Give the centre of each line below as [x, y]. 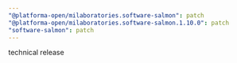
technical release [37, 53]
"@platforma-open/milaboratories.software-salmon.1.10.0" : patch [118, 23]
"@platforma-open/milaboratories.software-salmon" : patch [106, 15]
